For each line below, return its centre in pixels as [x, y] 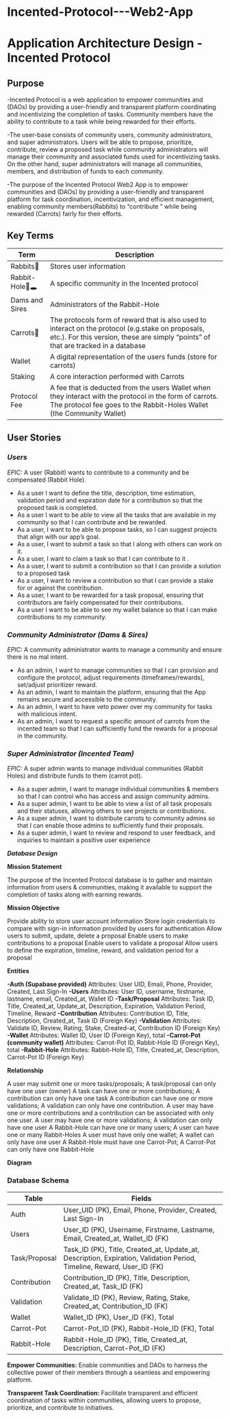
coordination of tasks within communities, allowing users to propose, [104, 1400]
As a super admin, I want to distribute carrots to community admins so [116, 818]
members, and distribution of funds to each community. [86, 172]
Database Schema [38, 1181]
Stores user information [88, 266]
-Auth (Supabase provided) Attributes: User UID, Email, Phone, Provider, [110, 984]
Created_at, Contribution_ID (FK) [116, 1306]
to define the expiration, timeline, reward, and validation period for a [103, 951]
